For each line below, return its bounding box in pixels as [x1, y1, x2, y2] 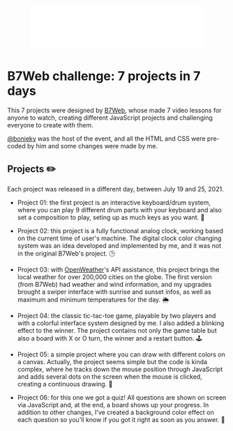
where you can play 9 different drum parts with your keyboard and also [17, 205, 222, 214]
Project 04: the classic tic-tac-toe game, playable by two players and [17, 311, 216, 320]
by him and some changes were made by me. [27, 142, 158, 150]
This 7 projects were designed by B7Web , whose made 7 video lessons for [7, 107, 222, 115]
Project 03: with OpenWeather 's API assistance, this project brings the [17, 265, 220, 274]
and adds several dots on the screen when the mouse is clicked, [17, 372, 202, 381]
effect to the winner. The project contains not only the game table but [17, 326, 218, 334]
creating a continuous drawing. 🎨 [17, 379, 113, 388]
